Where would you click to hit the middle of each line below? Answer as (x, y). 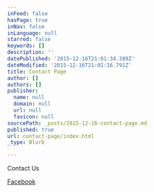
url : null (27, 110)
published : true (31, 130)
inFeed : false (28, 14)
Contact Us (23, 168)
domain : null (32, 104)
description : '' (31, 53)
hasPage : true (28, 20)
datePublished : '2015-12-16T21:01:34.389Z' (71, 59)
